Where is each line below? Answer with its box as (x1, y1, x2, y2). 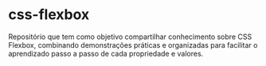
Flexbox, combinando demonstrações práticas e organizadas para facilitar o (8, 40, 258, 49)
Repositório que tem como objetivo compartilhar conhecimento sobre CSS (8, 32, 252, 41)
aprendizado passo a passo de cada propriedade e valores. (8, 49, 204, 58)
